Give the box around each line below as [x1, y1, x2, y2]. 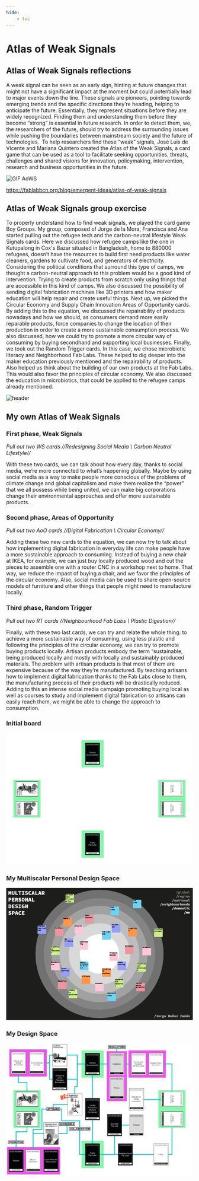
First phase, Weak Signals [6, 429, 83, 438]
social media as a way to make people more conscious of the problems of [6, 473, 187, 480]
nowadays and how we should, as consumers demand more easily [6, 314, 169, 321]
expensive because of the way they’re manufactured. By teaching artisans [6, 666, 188, 673]
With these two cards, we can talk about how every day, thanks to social [6, 461, 182, 468]
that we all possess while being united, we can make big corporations [6, 486, 176, 493]
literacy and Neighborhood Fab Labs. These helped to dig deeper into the [6, 352, 185, 359]
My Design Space [6, 1029, 58, 1037]
